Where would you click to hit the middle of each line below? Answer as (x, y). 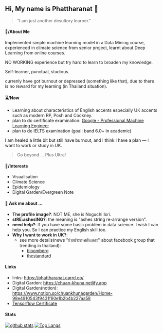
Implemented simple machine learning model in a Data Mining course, (75, 43)
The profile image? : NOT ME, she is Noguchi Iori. (62, 214)
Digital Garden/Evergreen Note (43, 192)
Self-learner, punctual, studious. (37, 72)
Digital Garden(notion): (35, 288)
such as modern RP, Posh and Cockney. (52, 116)
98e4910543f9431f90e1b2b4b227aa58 (51, 298)
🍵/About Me (18, 32)
